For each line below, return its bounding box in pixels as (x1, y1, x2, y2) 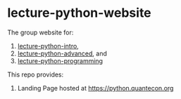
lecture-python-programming (17, 56, 104, 65)
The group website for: (7, 28, 74, 37)
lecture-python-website (7, 5, 151, 21)
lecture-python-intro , (17, 41, 79, 50)
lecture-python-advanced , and (17, 49, 108, 58)
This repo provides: (7, 70, 64, 79)
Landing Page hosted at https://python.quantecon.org (17, 84, 174, 92)
